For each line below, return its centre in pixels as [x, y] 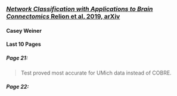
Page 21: [17, 58]
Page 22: [18, 86]
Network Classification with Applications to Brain [80, 9]
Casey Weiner [24, 30]
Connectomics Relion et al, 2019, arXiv [63, 16]
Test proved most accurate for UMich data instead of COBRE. [96, 73]
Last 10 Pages [24, 44]
